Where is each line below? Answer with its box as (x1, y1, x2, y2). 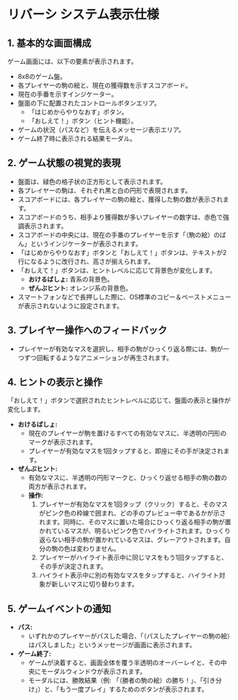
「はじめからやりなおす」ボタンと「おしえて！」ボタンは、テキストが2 (17, 248, 227, 256)
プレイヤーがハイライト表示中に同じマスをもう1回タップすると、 (38, 553, 228, 562)
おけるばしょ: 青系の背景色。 (28, 275, 114, 283)
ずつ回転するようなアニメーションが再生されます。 (23, 353, 173, 362)
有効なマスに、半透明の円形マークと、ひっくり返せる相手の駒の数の (28, 474, 227, 482)
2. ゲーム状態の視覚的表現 (7, 157, 121, 169)
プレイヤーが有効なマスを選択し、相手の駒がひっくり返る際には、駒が (17, 344, 224, 353)
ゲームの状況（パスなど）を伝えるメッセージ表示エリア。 (17, 126, 185, 133)
